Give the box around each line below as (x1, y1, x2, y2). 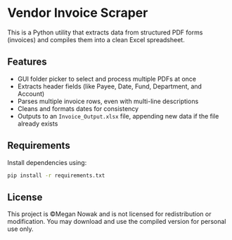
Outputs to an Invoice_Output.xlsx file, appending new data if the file (17, 112, 219, 120)
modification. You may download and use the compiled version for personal (7, 218, 226, 226)
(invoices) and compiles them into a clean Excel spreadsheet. (7, 35, 185, 44)
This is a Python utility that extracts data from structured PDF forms (7, 28, 203, 36)
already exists (17, 119, 58, 128)
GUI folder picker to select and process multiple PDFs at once (17, 74, 197, 83)
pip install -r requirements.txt (7, 172, 105, 179)
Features (7, 56, 47, 68)
